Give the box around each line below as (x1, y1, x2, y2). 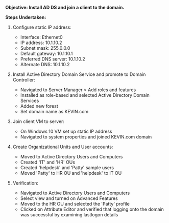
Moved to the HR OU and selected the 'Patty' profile (20, 201, 130, 207)
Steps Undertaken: (5, 14, 46, 20)
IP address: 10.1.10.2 (20, 39, 62, 46)
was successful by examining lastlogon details (20, 212, 118, 217)
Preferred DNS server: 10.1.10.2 (20, 56, 85, 62)
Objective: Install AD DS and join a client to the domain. (5, 5, 125, 10)
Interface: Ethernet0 (20, 34, 63, 40)
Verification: (12, 180, 38, 186)
